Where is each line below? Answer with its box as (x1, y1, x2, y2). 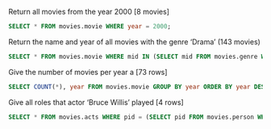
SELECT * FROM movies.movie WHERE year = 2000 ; (8, 23, 172, 31)
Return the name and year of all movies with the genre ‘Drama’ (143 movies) (8, 36, 261, 47)
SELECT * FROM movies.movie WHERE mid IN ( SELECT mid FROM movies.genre (8, 52, 258, 60)
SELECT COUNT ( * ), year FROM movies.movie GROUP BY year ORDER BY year (8, 82, 251, 91)
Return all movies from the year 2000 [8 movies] (8, 7, 169, 16)
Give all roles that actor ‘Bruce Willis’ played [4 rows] (8, 97, 184, 107)
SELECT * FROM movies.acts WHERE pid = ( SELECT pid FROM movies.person (8, 113, 254, 121)
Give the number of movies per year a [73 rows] (8, 67, 168, 77)
